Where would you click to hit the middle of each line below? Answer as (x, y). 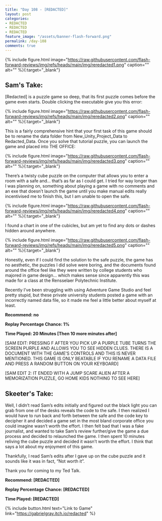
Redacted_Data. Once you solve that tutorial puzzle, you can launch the (76, 141)
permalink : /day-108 (26, 41)
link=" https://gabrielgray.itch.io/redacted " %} (50, 514)
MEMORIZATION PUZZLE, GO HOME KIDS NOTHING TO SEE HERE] (73, 378)
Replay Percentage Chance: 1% (37, 324)
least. (10, 305)
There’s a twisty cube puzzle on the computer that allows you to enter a (77, 176)
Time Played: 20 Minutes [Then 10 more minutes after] (61, 334)
